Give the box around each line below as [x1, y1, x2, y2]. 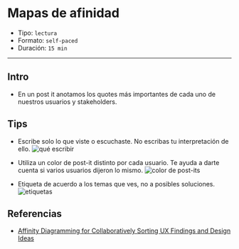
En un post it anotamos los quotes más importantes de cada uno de [17, 90, 216, 98]
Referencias [7, 208, 63, 220]
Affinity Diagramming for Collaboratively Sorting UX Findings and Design [17, 226, 231, 235]
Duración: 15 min [17, 43, 68, 52]
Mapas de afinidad [7, 5, 119, 21]
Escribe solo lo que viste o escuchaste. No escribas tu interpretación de [17, 137, 229, 145]
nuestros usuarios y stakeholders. [17, 97, 117, 106]
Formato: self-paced [17, 36, 78, 44]
